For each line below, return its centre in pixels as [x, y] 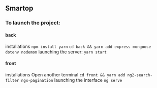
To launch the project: [33, 23]
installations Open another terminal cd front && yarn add [65, 75]
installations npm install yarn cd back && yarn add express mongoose [78, 46]
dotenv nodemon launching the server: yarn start [56, 52]
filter [12, 80]
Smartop [19, 8]
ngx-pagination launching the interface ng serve [72, 80]
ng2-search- [140, 75]
